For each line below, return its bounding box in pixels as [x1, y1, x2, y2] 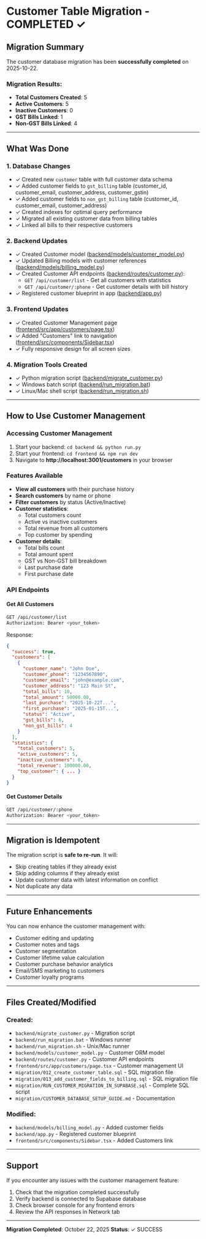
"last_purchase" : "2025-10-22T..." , [22, 700, 116, 706]
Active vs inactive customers [24, 518, 97, 525]
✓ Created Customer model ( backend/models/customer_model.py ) [15, 250, 185, 258]
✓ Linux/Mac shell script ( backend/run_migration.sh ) [15, 387, 149, 394]
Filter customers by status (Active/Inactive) [15, 498, 126, 505]
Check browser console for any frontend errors [15, 1201, 135, 1209]
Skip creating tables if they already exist [15, 863, 117, 870]
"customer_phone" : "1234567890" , [22, 672, 109, 678]
